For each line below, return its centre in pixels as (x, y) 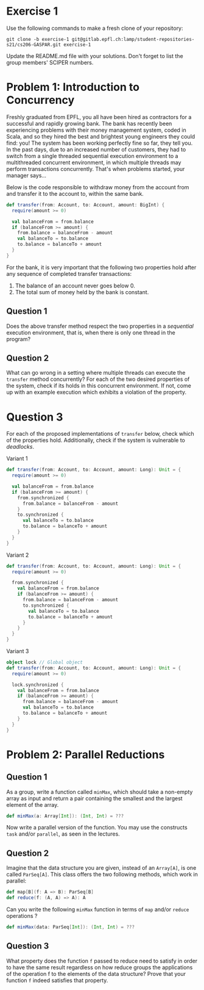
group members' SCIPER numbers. (50, 62)
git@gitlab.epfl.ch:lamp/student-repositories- (133, 39)
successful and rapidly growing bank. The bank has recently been (89, 123)
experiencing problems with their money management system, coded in (97, 130)
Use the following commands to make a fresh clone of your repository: (95, 28)
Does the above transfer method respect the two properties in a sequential (100, 326)
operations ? (22, 916)
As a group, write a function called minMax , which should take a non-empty (100, 792)
